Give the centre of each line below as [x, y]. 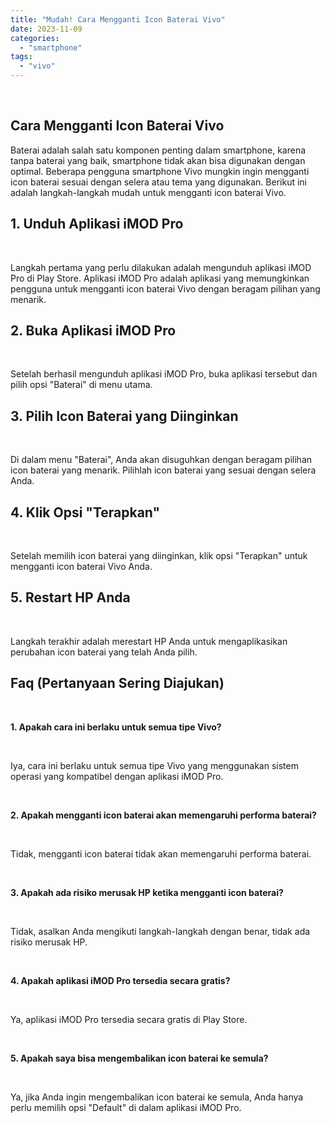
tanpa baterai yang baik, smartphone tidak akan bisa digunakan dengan [158, 160]
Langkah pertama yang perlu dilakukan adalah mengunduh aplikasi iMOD [161, 267]
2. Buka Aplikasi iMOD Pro [93, 331]
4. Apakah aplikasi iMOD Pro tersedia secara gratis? [120, 980]
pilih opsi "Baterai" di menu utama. [81, 385]
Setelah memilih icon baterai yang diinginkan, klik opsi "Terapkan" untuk [159, 556]
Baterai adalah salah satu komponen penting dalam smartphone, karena [158, 150]
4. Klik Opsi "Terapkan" [85, 512]
